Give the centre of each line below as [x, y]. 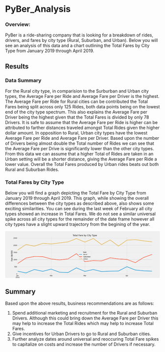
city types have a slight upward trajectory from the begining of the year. [78, 224]
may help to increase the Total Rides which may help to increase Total [83, 323]
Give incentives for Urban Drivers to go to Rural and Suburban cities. [82, 334]
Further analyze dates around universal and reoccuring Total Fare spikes [85, 339]
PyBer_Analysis [38, 9]
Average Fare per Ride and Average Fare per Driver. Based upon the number [82, 138]
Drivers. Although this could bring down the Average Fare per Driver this [85, 318]
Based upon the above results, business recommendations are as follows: [80, 303]
